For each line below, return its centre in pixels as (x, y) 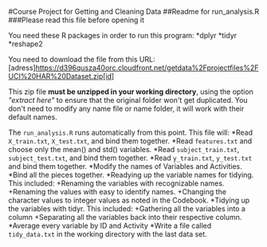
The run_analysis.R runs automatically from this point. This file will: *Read (131, 132)
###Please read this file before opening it (77, 20)
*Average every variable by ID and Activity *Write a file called (110, 225)
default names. (33, 117)
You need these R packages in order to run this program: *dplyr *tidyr (123, 35)
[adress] (22, 68)
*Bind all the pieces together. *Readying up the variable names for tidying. (131, 175)
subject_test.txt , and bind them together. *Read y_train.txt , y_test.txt (130, 158)
